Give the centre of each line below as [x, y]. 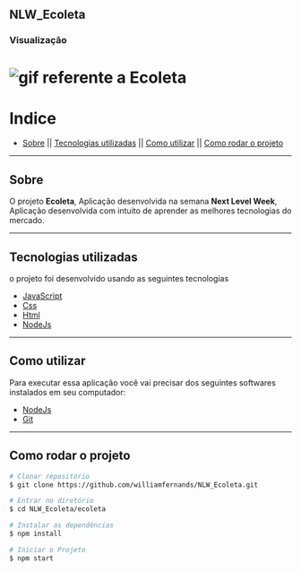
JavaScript [42, 296]
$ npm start [31, 558]
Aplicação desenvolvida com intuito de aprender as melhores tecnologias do [150, 211]
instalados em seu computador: [68, 392]
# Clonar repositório [50, 476]
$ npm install [36, 534]
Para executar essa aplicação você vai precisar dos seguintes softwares [142, 382]
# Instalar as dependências [62, 525]
